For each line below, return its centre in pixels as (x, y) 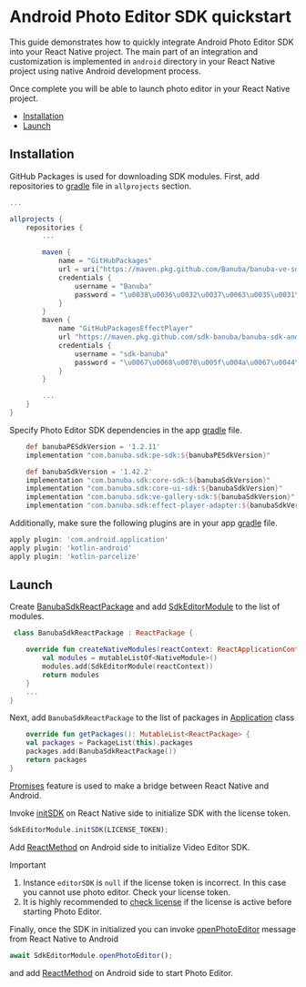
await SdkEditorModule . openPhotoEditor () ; (91, 955)
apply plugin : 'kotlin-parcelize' (75, 556)
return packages (57, 760)
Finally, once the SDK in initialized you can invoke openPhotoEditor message (153, 929)
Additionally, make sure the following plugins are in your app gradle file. (143, 523)
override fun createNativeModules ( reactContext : (120, 650)
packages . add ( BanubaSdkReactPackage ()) (102, 752)
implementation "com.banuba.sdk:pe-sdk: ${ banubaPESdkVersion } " (148, 455)
